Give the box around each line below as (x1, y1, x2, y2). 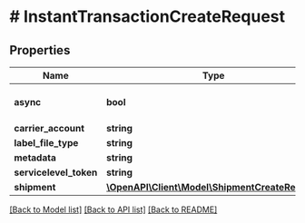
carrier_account (14, 122, 84, 134)
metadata (14, 151, 56, 164)
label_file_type (14, 137, 79, 149)
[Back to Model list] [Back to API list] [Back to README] (9, 204, 218, 215)
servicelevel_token (14, 166, 98, 179)
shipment (14, 181, 56, 193)
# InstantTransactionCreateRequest (9, 6, 286, 27)
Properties (9, 43, 71, 58)
